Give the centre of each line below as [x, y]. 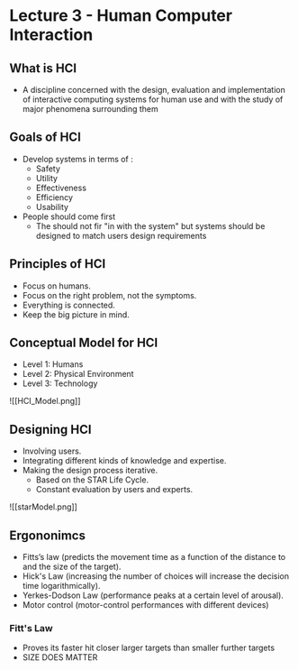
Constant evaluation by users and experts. [114, 490]
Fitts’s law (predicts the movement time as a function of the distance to [154, 557]
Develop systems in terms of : [77, 159]
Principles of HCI [58, 264]
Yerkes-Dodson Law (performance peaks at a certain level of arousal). [153, 595]
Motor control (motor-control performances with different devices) [145, 605]
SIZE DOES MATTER [60, 657]
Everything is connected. [68, 305]
